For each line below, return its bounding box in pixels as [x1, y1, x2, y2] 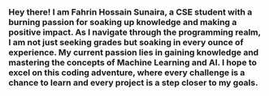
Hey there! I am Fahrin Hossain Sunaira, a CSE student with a [8, 6, 253, 18]
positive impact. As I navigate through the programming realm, [8, 27, 262, 38]
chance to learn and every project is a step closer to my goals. [8, 77, 258, 88]
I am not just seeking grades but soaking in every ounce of [8, 36, 244, 48]
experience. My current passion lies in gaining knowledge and [8, 47, 259, 58]
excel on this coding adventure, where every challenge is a [8, 67, 245, 78]
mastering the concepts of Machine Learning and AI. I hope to [8, 56, 258, 68]
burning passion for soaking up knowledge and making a [8, 16, 237, 27]
